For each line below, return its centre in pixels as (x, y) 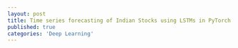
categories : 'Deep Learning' (51, 34)
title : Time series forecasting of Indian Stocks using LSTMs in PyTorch (119, 20)
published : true (31, 27)
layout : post (27, 14)
